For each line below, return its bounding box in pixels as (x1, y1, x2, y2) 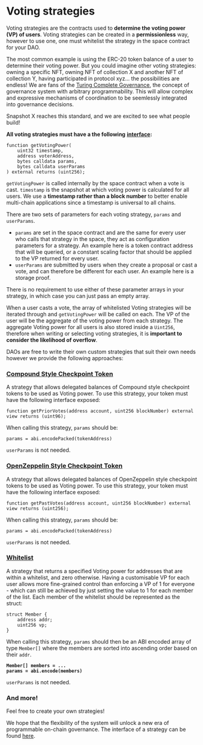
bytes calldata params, (17, 158, 78, 165)
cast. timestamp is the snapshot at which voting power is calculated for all (6, 186, 190, 193)
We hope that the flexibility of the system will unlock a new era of (6, 719, 170, 727)
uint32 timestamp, (17, 148, 64, 154)
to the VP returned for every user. (15, 254, 99, 262)
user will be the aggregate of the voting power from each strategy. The (6, 317, 184, 324)
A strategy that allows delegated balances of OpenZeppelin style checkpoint (6, 475, 198, 483)
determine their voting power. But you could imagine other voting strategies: (6, 62, 196, 69)
